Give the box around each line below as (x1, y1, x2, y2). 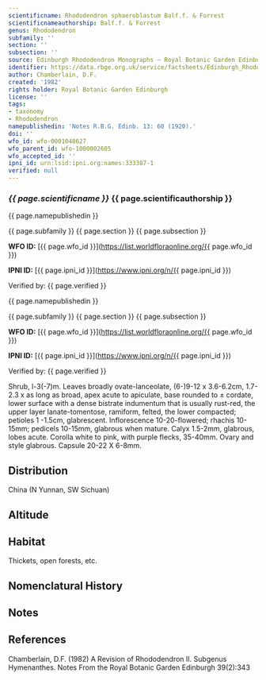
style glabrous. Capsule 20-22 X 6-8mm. (8, 441, 142, 450)
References (8, 633, 66, 647)
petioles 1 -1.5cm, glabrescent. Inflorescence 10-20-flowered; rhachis (8, 415, 235, 425)
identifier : (8, 64, 47, 71)
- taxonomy (8, 108, 44, 116)
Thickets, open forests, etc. (8, 556, 97, 566)
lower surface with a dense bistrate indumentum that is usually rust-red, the (8, 399, 256, 408)
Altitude (8, 508, 49, 521)
